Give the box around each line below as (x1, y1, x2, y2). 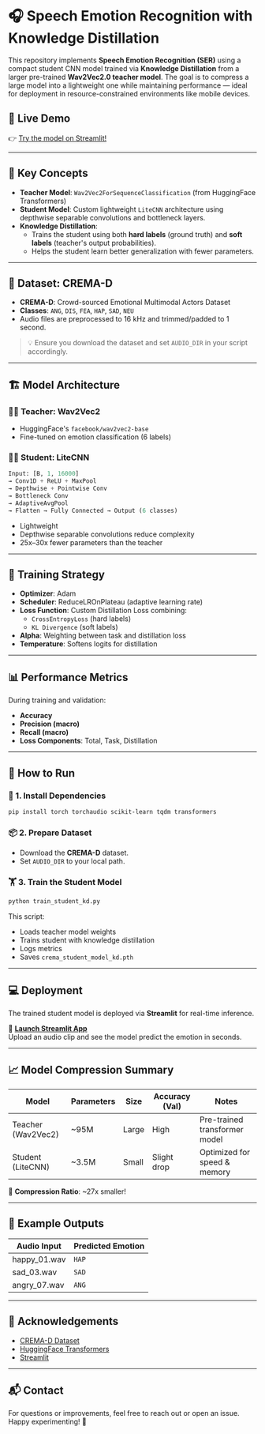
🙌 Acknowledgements (8, 1315, 119, 1328)
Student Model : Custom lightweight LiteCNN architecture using (19, 204, 224, 214)
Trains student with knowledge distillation (19, 935, 155, 945)
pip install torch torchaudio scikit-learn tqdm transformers (8, 807, 217, 815)
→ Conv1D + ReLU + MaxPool (8, 477, 97, 485)
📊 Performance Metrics (8, 670, 129, 684)
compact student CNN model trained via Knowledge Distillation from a (8, 63, 240, 73)
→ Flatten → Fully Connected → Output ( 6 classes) (8, 506, 178, 514)
